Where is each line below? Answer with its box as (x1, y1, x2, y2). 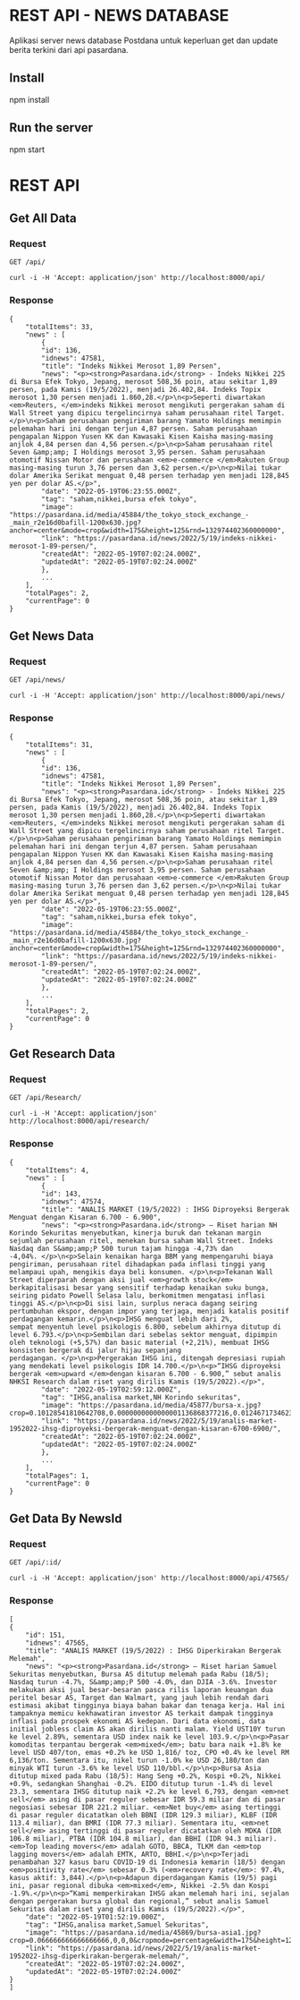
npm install (9, 94, 50, 105)
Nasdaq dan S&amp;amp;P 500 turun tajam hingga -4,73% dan (9, 1244, 234, 1253)
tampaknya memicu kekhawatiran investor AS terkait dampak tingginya (9, 1708, 274, 1718)
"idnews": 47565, (25, 1638, 90, 1647)
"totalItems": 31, (25, 740, 94, 749)
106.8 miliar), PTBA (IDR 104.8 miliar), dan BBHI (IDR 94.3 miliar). (9, 1834, 278, 1843)
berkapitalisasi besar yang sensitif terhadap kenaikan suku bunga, (9, 1283, 270, 1292)
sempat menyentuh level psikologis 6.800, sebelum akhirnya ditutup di (9, 1322, 281, 1332)
